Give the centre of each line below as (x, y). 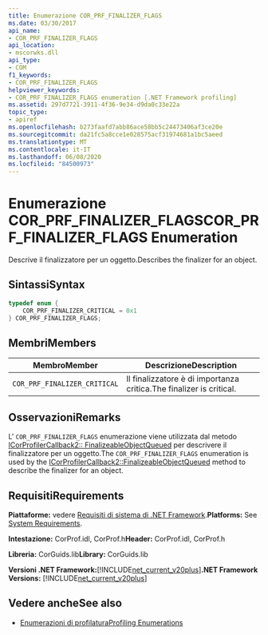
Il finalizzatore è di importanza (183, 379)
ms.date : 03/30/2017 (43, 23)
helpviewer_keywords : (44, 90)
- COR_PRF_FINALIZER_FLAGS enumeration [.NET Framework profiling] (123, 97)
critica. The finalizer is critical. (181, 389)
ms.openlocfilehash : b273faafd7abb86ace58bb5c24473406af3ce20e (116, 127)
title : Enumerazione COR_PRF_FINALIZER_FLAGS (85, 16)
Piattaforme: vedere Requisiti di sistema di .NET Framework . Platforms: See (133, 514)
